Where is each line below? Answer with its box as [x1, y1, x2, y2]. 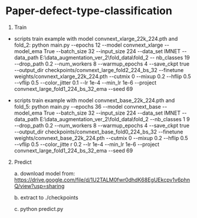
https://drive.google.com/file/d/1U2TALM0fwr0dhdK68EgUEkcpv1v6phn [14, 176, 190, 183]
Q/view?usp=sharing [14, 182, 65, 190]
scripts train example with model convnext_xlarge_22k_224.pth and [14, 35, 178, 42]
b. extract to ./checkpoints [14, 194, 78, 201]
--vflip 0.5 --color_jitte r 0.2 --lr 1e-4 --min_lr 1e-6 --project [14, 141, 160, 148]
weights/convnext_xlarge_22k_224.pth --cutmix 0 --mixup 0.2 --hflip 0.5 [14, 73, 191, 80]
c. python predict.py [14, 205, 64, 212]
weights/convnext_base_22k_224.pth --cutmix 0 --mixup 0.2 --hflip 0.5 [14, 134, 188, 141]
